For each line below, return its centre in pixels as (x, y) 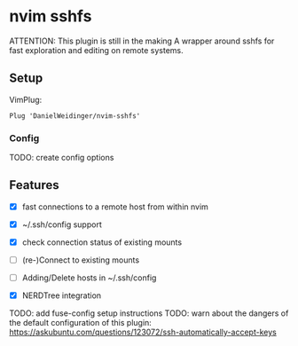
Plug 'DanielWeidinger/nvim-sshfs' (75, 116)
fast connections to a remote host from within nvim (115, 207)
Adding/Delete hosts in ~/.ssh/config (89, 278)
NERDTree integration (62, 295)
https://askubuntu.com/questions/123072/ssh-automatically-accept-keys (143, 332)
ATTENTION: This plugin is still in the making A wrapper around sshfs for (142, 41)
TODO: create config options (62, 158)
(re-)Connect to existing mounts (81, 260)
